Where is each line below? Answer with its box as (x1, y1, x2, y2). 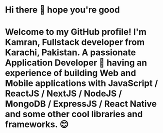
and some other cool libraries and (5, 109, 143, 120)
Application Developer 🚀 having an (5, 58, 147, 68)
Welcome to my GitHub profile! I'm (5, 27, 147, 38)
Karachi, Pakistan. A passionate (5, 47, 136, 58)
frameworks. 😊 (5, 119, 69, 130)
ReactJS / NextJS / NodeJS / (5, 88, 122, 99)
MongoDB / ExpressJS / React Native (5, 99, 157, 109)
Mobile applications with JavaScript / (5, 78, 158, 89)
